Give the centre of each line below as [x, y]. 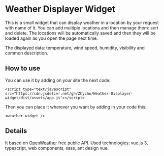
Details [16, 131]
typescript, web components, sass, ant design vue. [57, 148]
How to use [23, 68]
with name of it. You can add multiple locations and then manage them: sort [82, 27]
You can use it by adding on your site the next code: [58, 80]
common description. [27, 53]
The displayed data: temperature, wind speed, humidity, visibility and [75, 48]
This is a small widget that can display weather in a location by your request [82, 23]
